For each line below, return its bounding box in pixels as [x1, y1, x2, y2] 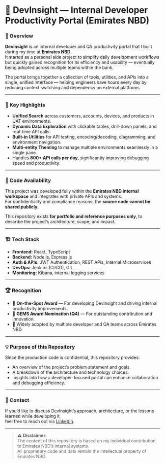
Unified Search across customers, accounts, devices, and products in [12, 113, 154, 119]
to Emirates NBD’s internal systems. [17, 443, 89, 449]
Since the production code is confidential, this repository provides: [5, 355, 140, 360]
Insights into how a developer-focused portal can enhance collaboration [12, 374, 158, 380]
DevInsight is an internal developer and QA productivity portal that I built [5, 44, 152, 50]
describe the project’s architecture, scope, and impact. [5, 219, 116, 225]
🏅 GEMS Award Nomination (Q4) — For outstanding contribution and [12, 311, 152, 317]
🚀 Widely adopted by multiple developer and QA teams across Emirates [12, 321, 157, 327]
